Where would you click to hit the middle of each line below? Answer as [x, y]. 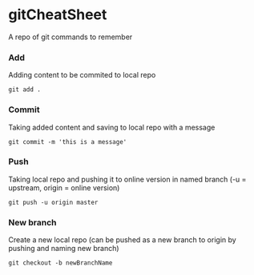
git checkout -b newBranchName [60, 263]
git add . [25, 90]
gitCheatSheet [58, 15]
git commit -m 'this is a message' [68, 141]
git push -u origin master [53, 202]
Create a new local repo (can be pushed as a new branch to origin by [122, 240]
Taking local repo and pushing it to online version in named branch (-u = [127, 179]
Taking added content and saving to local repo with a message [112, 127]
